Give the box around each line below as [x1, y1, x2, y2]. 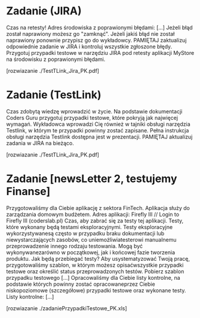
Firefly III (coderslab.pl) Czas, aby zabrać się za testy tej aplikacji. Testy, [6, 217, 184, 224]
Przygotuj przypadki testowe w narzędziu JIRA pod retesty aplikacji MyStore [6, 49, 195, 56]
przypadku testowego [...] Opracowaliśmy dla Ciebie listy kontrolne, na [6, 274, 180, 281]
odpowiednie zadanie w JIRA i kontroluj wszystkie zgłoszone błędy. [6, 43, 173, 50]
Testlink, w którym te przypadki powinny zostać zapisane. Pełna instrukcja [6, 126, 189, 134]
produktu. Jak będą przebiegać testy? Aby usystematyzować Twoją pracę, [6, 255, 190, 262]
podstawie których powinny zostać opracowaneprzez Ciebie [6, 280, 155, 288]
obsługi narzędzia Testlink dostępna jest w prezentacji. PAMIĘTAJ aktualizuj [6, 133, 193, 140]
